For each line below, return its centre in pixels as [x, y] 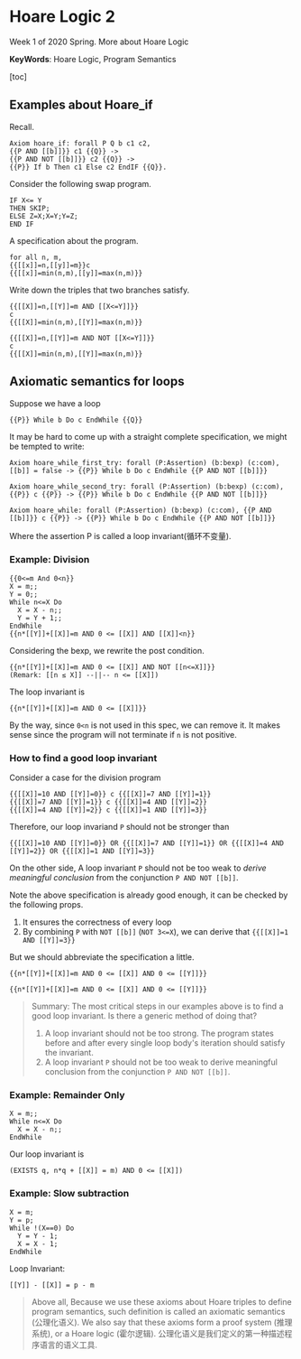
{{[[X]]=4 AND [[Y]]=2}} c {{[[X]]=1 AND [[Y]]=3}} [108, 810]
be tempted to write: [47, 446]
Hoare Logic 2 [62, 17]
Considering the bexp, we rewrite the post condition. [107, 650]
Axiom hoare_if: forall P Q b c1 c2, [80, 143]
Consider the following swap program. [80, 183]
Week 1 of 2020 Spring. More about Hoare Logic [99, 42]
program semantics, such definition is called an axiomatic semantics [158, 1311]
